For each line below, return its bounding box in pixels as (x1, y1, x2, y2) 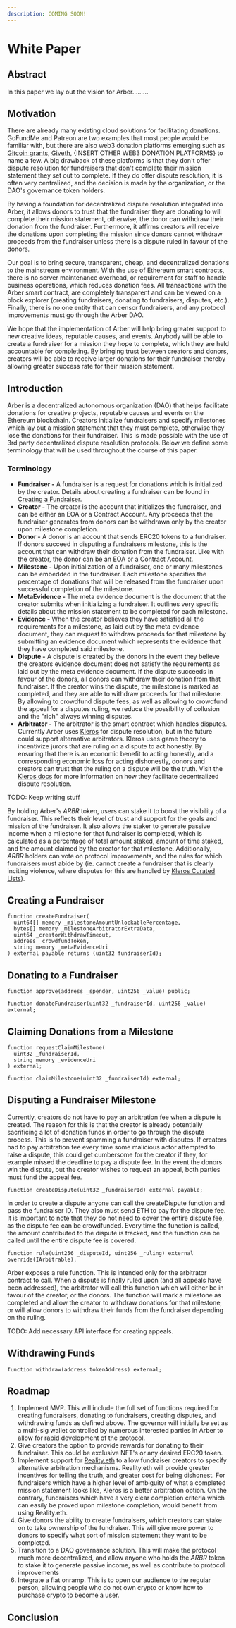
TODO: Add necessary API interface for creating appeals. (7, 1326, 174, 1336)
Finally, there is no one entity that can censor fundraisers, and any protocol (7, 304, 225, 312)
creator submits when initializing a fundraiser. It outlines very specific (17, 600, 220, 608)
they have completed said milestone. (17, 644, 125, 653)
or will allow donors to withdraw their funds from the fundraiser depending (7, 1305, 224, 1314)
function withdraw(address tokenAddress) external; (7, 1366, 162, 1373)
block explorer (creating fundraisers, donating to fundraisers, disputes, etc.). (7, 296, 230, 304)
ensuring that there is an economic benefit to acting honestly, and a (17, 749, 214, 758)
